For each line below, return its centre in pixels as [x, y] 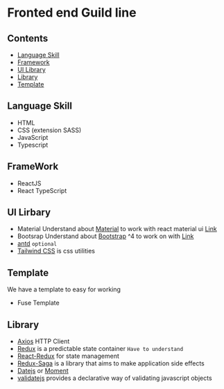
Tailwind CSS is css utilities [56, 251]
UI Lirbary [29, 212]
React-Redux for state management [68, 356]
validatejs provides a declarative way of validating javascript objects [115, 378]
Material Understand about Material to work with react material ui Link [117, 229]
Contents [28, 38]
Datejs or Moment [43, 371]
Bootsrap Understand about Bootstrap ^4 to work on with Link [105, 236]
